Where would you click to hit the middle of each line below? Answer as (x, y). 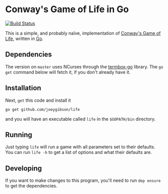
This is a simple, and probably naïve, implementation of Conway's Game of (83, 33)
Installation (23, 88)
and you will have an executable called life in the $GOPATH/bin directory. (80, 119)
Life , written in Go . (24, 38)
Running (19, 134)
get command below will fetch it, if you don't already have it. (68, 72)
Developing (23, 168)
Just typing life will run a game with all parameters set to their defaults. (80, 147)
